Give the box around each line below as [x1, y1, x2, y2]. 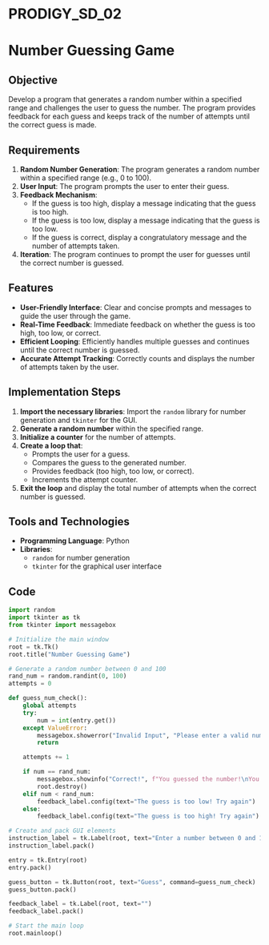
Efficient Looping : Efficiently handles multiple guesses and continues [19, 336, 250, 346]
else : [22, 805, 42, 813]
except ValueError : [22, 724, 88, 732]
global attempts [22, 702, 78, 710]
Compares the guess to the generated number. [31, 457, 187, 467]
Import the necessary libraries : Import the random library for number [19, 406, 247, 416]
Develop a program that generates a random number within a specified [8, 94, 243, 104]
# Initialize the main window [8, 635, 110, 643]
